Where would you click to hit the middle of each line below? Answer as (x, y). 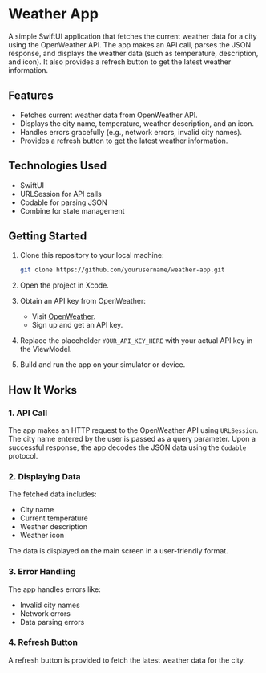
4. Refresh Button (43, 642)
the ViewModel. (46, 349)
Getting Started (48, 236)
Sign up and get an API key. (77, 325)
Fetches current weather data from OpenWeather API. (109, 115)
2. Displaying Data (45, 476)
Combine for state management (73, 210)
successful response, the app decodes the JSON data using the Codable (127, 447)
